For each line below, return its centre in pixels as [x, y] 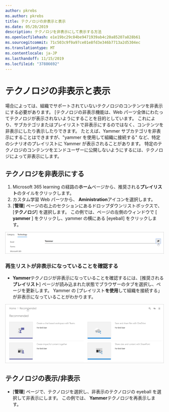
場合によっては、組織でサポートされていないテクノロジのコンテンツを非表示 [84, 106]
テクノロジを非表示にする [45, 174]
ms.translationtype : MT [30, 48]
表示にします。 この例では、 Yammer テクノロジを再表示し [91, 398]
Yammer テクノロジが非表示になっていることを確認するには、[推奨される [88, 278]
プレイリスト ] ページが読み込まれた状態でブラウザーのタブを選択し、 [84, 284]
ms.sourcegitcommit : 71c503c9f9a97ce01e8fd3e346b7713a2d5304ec [73, 43]
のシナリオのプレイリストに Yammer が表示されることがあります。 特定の [81, 144]
